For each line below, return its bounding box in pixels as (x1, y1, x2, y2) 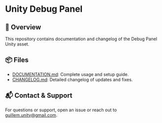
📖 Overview (5, 23, 41, 31)
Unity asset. (5, 41, 29, 47)
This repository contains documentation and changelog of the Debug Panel (5, 36, 158, 42)
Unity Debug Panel (5, 3, 82, 15)
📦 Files (5, 56, 29, 64)
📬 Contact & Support (5, 92, 73, 100)
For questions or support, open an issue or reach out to (5, 107, 117, 113)
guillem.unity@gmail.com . (5, 112, 57, 118)
